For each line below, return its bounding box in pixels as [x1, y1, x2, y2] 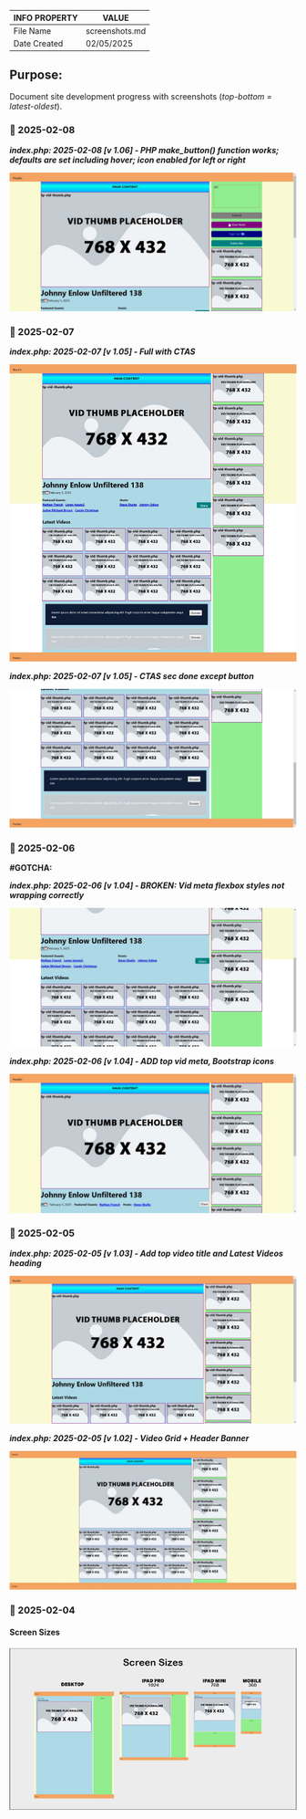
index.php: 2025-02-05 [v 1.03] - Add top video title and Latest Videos [9, 1248, 284, 1259]
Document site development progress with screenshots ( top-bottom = [9, 91, 273, 102]
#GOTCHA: [9, 862, 53, 873]
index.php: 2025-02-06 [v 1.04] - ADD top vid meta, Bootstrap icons [9, 1056, 275, 1067]
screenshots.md [85, 25, 147, 37]
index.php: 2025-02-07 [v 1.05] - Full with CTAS [9, 346, 196, 357]
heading [9, 1257, 42, 1269]
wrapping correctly [9, 890, 85, 901]
